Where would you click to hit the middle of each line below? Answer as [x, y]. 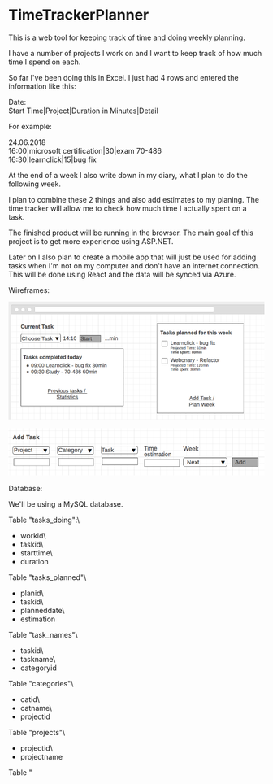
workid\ [33, 535]
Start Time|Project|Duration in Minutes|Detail [83, 111]
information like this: [42, 86]
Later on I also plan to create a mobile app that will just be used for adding [132, 257]
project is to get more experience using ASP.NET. [91, 241]
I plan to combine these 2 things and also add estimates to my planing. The [134, 199]
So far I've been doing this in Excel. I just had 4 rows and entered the [123, 77]
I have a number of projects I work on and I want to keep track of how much [135, 53]
